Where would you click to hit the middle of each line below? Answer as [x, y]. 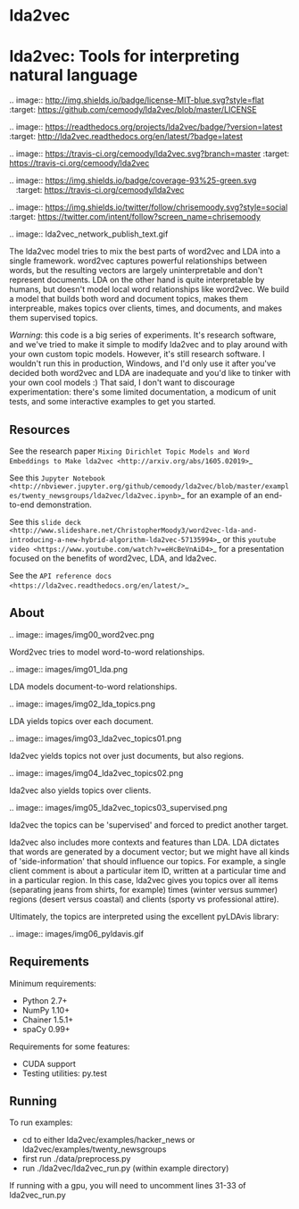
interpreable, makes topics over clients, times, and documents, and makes [146, 308]
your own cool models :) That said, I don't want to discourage [122, 383]
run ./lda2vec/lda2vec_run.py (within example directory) [125, 1168]
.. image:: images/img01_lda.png [68, 669]
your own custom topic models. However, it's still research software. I [137, 354]
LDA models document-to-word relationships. [93, 686]
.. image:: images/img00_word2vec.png [82, 634]
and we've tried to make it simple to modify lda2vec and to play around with [149, 345]
